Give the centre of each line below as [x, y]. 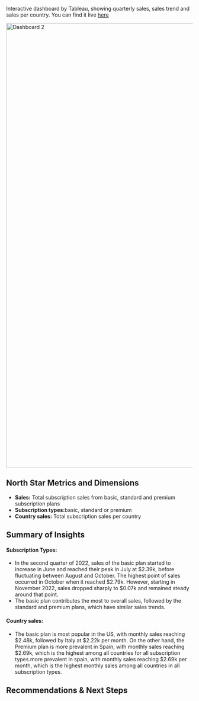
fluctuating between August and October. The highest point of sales [97, 576]
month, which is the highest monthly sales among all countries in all [97, 665]
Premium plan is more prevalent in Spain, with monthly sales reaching [99, 646]
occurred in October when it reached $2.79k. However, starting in [95, 582]
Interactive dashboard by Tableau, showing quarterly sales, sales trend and [98, 9]
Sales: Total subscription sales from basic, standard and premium [95, 497]
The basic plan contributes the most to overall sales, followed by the [98, 601]
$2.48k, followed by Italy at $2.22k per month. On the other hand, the [99, 640]
